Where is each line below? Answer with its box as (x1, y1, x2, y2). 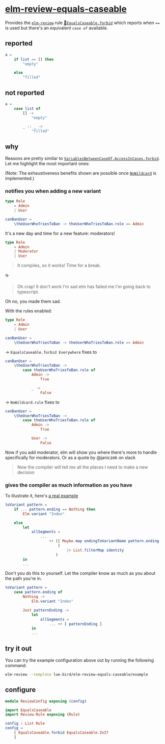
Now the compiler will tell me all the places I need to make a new (17, 464, 148, 470)
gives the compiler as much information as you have (5, 481, 133, 488)
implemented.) (5, 176, 34, 181)
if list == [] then (14, 57, 54, 62)
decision (17, 469, 35, 475)
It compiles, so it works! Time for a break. (17, 262, 102, 269)
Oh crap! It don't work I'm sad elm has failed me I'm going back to (17, 284, 151, 290)
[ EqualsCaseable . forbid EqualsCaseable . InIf (14, 730, 109, 735)
